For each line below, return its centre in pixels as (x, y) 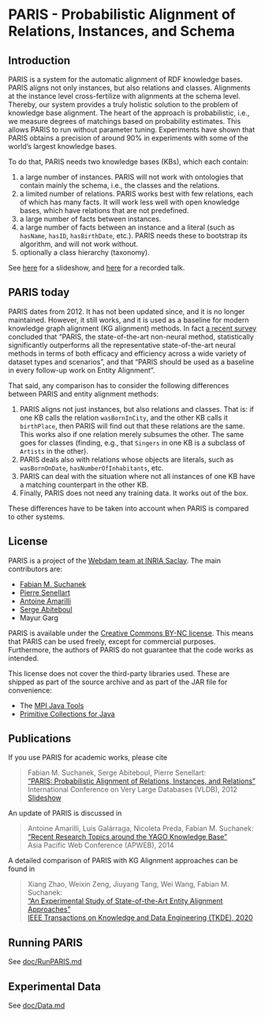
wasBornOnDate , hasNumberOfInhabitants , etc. (91, 468)
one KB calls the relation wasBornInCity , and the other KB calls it (124, 417)
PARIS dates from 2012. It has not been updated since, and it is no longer (127, 311)
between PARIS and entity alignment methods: (84, 394)
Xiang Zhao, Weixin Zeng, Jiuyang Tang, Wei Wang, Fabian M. (129, 884)
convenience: (30, 690)
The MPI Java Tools (52, 705)
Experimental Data (54, 987)
